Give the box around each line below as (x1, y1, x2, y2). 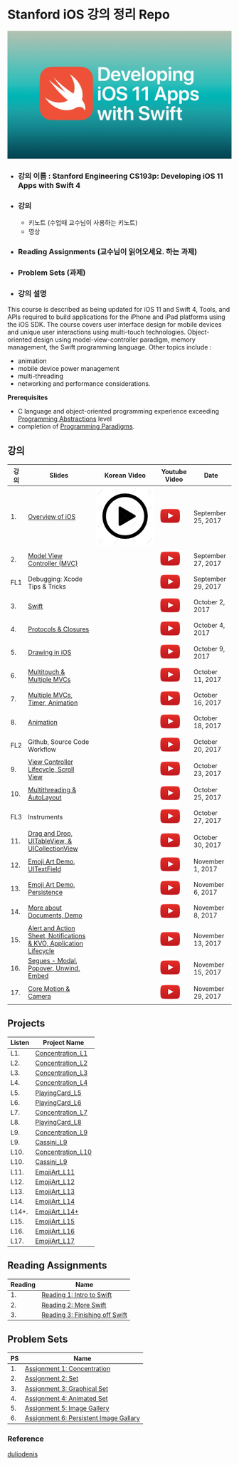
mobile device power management (17, 364, 119, 373)
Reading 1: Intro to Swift (41, 1291, 112, 1299)
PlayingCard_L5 (35, 1088, 82, 1097)
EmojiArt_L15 (35, 1217, 75, 1225)
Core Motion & (28, 984, 70, 993)
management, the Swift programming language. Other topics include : (7, 343, 212, 352)
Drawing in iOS (28, 649, 72, 657)
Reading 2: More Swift (41, 1301, 107, 1309)
